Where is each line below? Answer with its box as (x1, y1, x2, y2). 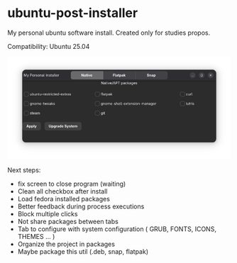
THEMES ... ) (17, 232, 55, 240)
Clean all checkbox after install (17, 186, 108, 196)
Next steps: (7, 165, 41, 174)
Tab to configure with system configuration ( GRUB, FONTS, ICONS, (17, 225, 216, 233)
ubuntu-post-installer (7, 5, 138, 21)
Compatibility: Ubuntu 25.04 (7, 42, 90, 50)
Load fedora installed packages (17, 194, 110, 203)
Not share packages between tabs (17, 217, 118, 225)
